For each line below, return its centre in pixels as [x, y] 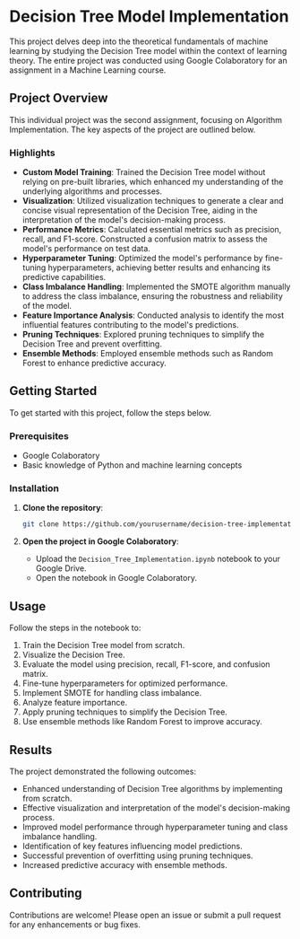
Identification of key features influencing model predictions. [133, 846]
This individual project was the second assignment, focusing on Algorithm [146, 119]
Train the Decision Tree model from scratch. [103, 645]
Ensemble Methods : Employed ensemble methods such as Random [148, 354]
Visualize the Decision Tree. [73, 655]
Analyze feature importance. [75, 703]
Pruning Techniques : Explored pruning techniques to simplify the [143, 335]
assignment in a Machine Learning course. [88, 70]
